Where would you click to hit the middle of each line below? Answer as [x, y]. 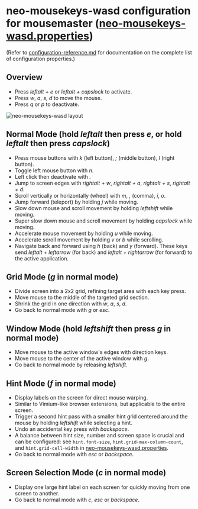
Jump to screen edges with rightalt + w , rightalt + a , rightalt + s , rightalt [102, 183]
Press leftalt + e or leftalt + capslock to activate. [73, 91]
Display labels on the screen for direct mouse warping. [81, 397]
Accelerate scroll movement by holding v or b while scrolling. [89, 239]
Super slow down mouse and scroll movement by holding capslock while [103, 221]
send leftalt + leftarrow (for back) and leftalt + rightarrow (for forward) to [103, 252]
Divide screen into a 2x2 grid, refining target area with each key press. [100, 291]
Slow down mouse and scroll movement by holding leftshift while [94, 208]
